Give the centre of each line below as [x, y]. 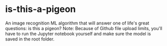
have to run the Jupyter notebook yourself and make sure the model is [78, 33]
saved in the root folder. [30, 39]
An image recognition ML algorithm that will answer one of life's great [77, 23]
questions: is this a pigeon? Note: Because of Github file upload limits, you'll [84, 28]
